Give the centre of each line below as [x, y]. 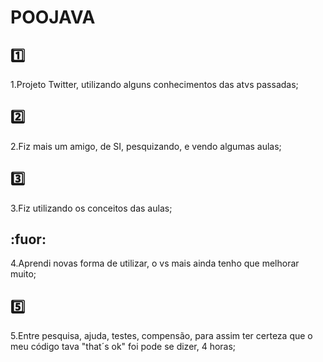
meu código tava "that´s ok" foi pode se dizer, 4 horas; [123, 347]
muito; [23, 274]
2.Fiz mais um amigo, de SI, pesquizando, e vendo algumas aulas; [146, 146]
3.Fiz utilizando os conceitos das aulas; [91, 208]
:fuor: [28, 239]
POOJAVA [53, 17]
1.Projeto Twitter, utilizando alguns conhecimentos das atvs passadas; [154, 84]
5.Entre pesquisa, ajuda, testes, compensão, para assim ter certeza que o [161, 336]
